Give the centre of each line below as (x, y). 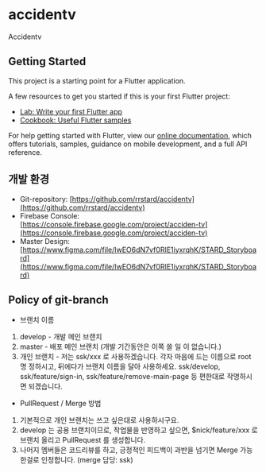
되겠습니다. (46, 386)
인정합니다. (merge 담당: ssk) (87, 460)
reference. (25, 152)
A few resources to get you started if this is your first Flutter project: (119, 96)
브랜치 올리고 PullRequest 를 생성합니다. (83, 440)
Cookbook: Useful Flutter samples (75, 120)
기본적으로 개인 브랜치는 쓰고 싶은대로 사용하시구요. (99, 420)
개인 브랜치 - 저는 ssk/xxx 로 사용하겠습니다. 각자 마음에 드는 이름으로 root (135, 357)
